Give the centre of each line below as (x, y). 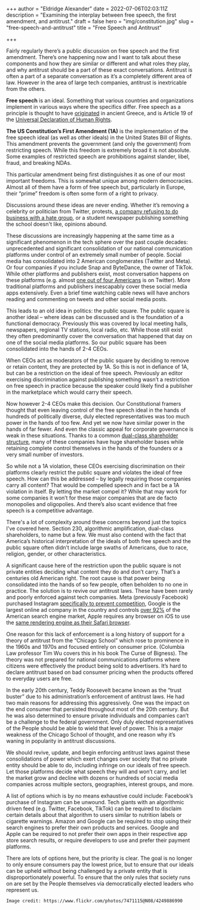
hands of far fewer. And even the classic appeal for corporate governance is (100, 429)
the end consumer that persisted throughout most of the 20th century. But (98, 709)
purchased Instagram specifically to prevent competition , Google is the (93, 603)
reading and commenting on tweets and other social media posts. (87, 299)
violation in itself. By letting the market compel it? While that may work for (96, 491)
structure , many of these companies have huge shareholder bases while (95, 442)
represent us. (23, 890)
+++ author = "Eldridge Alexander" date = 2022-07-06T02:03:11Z (87, 9)
